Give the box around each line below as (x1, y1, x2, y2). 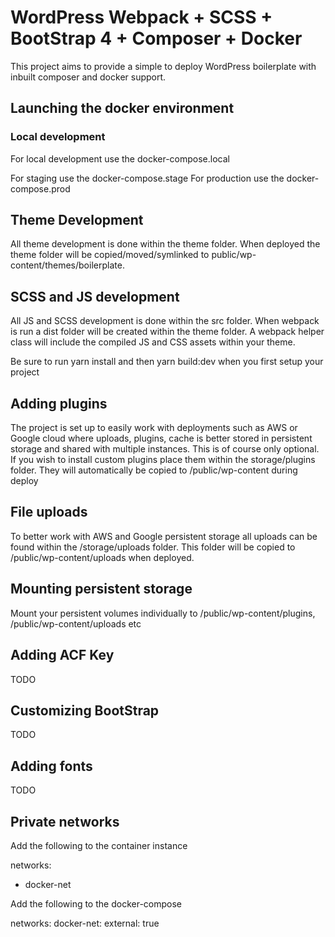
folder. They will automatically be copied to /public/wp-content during (10, 464, 298, 476)
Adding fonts (10, 757, 93, 775)
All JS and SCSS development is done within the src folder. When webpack (10, 315, 320, 327)
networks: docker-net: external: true (10, 917, 160, 929)
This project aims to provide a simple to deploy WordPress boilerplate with (10, 60, 317, 72)
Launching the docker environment (10, 100, 235, 117)
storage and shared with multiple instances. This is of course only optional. (10, 443, 320, 455)
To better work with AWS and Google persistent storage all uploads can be (10, 530, 318, 542)
